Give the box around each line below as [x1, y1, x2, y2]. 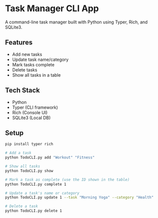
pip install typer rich [5, 142, 54, 147]
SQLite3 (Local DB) [12, 115, 51, 120]
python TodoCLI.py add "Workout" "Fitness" [5, 155, 95, 160]
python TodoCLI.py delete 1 [5, 208, 62, 214]
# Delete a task [5, 204, 38, 209]
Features [5, 39, 33, 47]
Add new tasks [12, 51, 42, 57]
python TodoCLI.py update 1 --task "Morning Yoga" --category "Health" [5, 195, 154, 200]
